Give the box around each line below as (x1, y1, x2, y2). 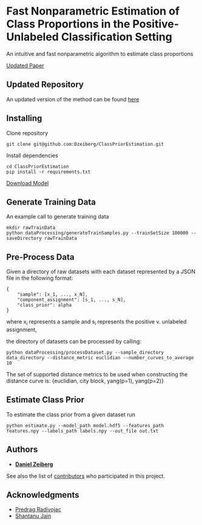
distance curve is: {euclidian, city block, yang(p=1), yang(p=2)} (6, 377, 164, 384)
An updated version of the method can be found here (6, 95, 140, 103)
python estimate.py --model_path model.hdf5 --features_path (6, 422, 164, 428)
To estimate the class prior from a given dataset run (6, 411, 135, 418)
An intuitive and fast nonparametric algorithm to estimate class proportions (6, 50, 194, 57)
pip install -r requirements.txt (6, 169, 91, 175)
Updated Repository (6, 80, 84, 90)
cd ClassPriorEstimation (6, 163, 69, 169)
